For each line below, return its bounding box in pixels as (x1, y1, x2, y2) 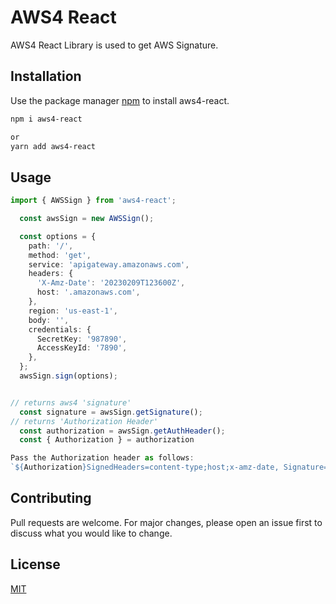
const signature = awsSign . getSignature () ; (19, 407, 203, 417)
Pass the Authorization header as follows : (10, 453, 195, 463)
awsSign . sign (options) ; (19, 371, 118, 381)
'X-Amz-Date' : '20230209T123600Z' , (36, 278, 186, 288)
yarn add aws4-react (10, 141, 97, 151)
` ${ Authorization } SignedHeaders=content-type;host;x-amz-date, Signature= (10, 462, 329, 473)
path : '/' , (28, 241, 74, 251)
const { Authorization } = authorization (19, 435, 195, 445)
